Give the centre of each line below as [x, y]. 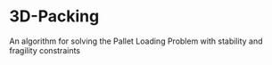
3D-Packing [54, 16]
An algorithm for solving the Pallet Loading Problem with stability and [136, 41]
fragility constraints [45, 50]
